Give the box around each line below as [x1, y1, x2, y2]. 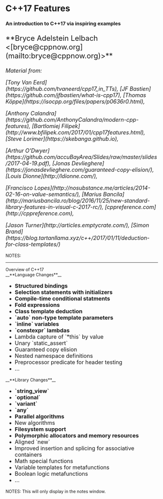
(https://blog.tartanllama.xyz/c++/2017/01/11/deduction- [5, 235, 150, 241]
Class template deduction [15, 308, 83, 315]
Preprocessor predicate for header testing [15, 359, 123, 366]
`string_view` [15, 387, 49, 395]
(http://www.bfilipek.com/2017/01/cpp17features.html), [5, 129, 146, 136]
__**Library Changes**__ [5, 377, 56, 383]
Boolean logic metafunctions [15, 470, 89, 478]
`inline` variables [15, 321, 59, 328]
